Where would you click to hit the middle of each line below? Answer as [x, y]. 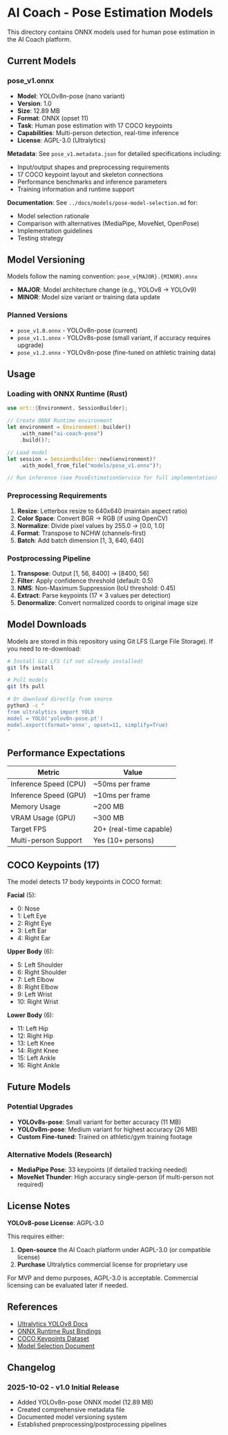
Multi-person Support [46, 840]
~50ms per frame [122, 784]
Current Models [42, 61]
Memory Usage [36, 807]
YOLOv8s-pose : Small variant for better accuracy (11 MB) [99, 1122]
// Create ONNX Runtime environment [60, 421]
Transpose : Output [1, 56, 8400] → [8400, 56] [83, 573]
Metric [49, 773]
